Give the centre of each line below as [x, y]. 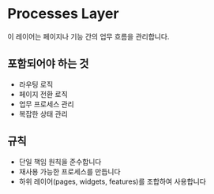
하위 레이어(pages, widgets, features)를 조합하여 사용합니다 [113, 181]
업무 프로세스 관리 [46, 104]
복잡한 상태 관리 [43, 114]
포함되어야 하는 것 [48, 64]
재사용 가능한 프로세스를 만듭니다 [69, 171]
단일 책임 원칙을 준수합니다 [60, 162]
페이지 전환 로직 [43, 94]
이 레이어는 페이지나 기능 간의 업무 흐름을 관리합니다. [88, 36]
